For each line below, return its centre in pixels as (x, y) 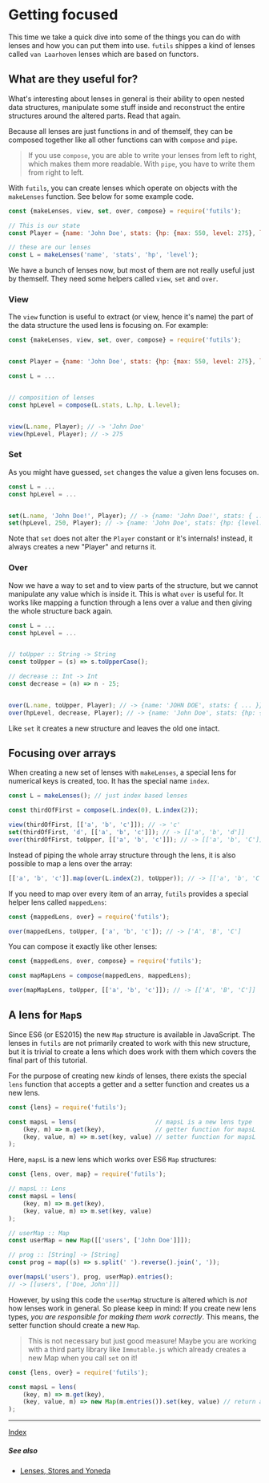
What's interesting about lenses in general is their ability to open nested (126, 99)
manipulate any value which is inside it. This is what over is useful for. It (126, 594)
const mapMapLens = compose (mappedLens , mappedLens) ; (100, 976)
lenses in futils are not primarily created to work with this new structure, (129, 1043)
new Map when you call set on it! (82, 1358)
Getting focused (63, 15)
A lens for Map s (45, 1015)
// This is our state (44, 225)
